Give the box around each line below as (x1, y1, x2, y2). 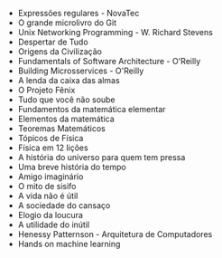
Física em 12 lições (17, 142, 88, 153)
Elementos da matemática (17, 113, 115, 124)
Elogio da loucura (17, 210, 84, 220)
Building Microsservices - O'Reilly (17, 65, 144, 76)
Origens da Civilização (17, 46, 102, 57)
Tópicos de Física (17, 133, 84, 143)
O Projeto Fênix (17, 85, 76, 95)
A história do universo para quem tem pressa (17, 152, 186, 162)
